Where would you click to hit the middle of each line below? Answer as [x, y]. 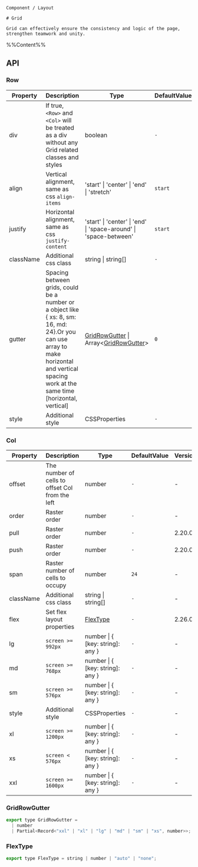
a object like [62, 309]
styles [54, 164]
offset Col [59, 487]
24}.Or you [61, 332]
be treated [60, 128]
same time [60, 391]
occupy [56, 585]
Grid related [62, 150]
